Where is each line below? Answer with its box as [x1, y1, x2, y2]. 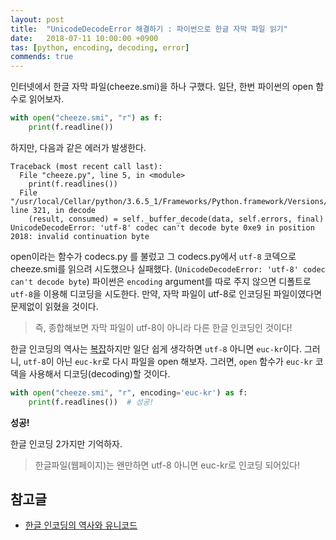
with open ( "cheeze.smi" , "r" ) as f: [10, 113, 163, 123]
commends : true [10, 52, 74, 62]
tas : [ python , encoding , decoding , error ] [10, 42, 190, 53]
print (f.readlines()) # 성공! [28, 397, 155, 407]
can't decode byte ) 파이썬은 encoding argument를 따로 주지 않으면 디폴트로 [10, 275, 312, 287]
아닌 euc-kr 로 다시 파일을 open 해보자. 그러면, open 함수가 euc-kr [56, 355, 313, 367]
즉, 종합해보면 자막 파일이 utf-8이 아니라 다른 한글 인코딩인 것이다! [34, 321, 293, 333]
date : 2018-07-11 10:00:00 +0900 [10, 33, 159, 43]
